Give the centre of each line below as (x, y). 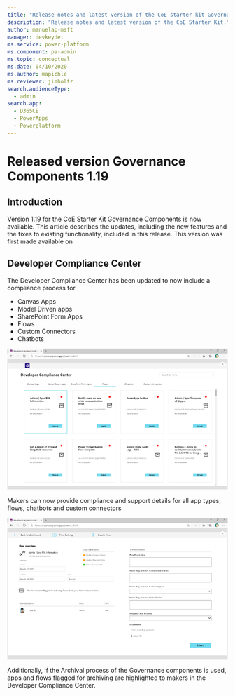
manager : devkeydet (36, 37)
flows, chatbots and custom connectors (64, 508)
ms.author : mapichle (37, 74)
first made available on (40, 241)
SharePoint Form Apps (50, 316)
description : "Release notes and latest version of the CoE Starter (109, 22)
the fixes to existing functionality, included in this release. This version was (115, 234)
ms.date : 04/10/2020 (37, 67)
